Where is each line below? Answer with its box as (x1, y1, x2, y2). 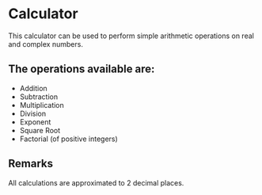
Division (19, 109, 46, 118)
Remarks (8, 157, 54, 170)
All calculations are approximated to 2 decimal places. (8, 178, 184, 187)
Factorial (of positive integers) (19, 134, 119, 143)
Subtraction (19, 92, 58, 101)
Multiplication (19, 100, 65, 109)
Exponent (19, 117, 51, 127)
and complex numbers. (8, 39, 83, 48)
